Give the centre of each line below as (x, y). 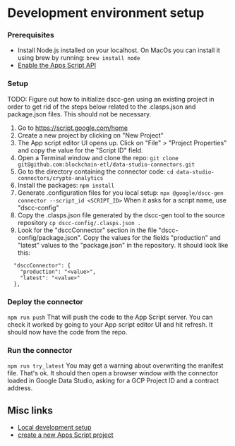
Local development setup (54, 428)
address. (20, 388)
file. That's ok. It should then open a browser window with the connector (113, 373)
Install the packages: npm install (66, 185)
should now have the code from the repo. (67, 332)
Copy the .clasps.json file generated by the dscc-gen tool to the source (121, 215)
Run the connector (40, 350)
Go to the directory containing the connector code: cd (96, 171)
